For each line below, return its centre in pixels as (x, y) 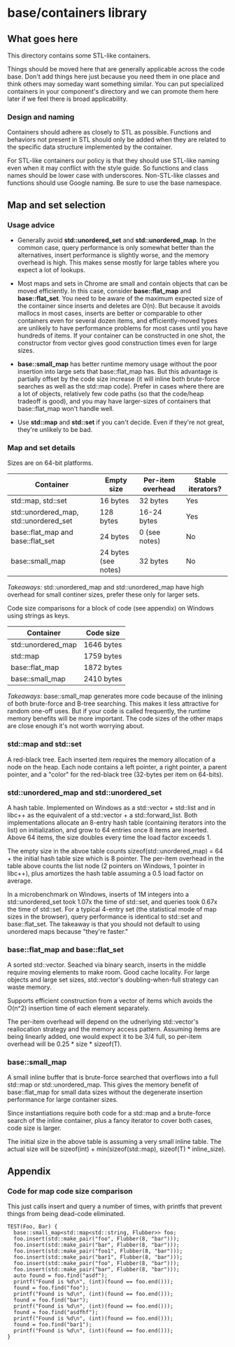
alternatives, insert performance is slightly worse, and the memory (113, 255)
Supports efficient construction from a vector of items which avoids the (110, 1001)
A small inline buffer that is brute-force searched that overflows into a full (113, 1077)
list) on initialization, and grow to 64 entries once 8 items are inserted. (108, 830)
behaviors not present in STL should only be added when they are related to (117, 140)
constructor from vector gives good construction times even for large (117, 343)
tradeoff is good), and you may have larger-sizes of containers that (114, 401)
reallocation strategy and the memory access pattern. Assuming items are (114, 1029)
